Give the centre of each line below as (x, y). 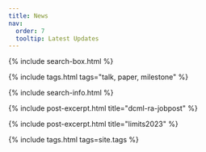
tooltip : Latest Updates (57, 38)
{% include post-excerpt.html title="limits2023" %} (94, 124)
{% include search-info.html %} (61, 93)
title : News (28, 16)
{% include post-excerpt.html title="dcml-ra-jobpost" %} (103, 108)
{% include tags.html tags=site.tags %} (74, 140)
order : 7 (30, 31)
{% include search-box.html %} (61, 61)
